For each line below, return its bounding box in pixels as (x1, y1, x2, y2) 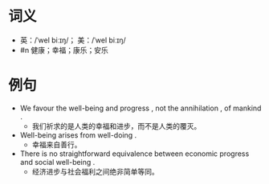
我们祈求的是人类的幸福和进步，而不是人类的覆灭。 (31, 121, 202, 130)
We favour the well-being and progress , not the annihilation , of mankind (19, 103, 262, 113)
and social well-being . (19, 157, 96, 166)
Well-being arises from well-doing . (19, 130, 137, 140)
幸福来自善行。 (31, 139, 82, 149)
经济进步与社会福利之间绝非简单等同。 (31, 166, 159, 176)
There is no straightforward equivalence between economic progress (19, 149, 250, 158)
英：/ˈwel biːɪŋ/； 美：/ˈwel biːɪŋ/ (19, 35, 126, 45)
